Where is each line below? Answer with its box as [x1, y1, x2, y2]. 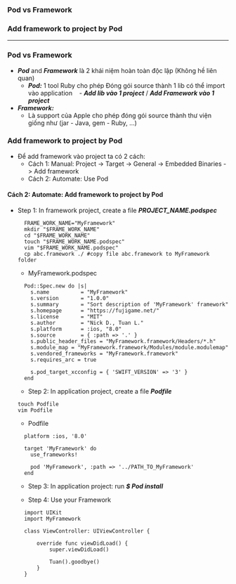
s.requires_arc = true [30, 356, 97, 363]
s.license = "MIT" [30, 313, 103, 320]
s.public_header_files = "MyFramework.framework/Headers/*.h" [30, 338, 216, 345]
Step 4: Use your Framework [27, 495, 112, 504]
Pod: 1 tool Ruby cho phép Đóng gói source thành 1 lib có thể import [27, 81, 225, 89]
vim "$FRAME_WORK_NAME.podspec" [24, 245, 119, 252]
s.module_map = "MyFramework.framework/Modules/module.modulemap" [30, 344, 229, 351]
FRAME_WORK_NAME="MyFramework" [24, 220, 116, 227]
